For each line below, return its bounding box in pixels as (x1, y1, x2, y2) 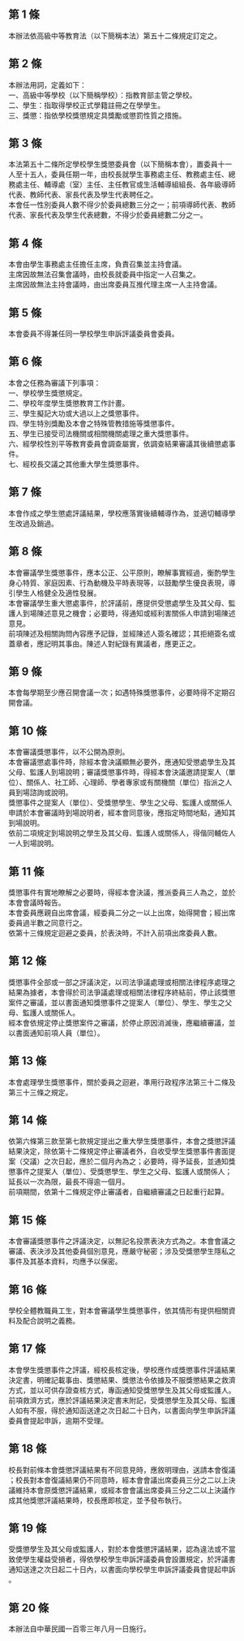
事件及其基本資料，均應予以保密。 (8, 1257, 122, 1267)
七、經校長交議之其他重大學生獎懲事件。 (8, 459, 143, 469)
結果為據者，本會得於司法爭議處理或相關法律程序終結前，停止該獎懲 (8, 987, 236, 997)
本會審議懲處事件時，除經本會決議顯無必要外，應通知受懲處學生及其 (8, 758, 236, 767)
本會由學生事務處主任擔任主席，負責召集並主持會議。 (8, 259, 186, 270)
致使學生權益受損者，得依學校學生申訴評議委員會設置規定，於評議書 (8, 1554, 236, 1565)
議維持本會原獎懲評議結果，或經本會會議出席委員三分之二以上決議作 (8, 1485, 236, 1495)
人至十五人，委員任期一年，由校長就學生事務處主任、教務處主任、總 (8, 170, 236, 179)
